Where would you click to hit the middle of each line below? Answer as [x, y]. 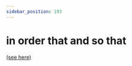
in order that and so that [66, 40]
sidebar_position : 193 [34, 11]
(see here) [19, 57]
